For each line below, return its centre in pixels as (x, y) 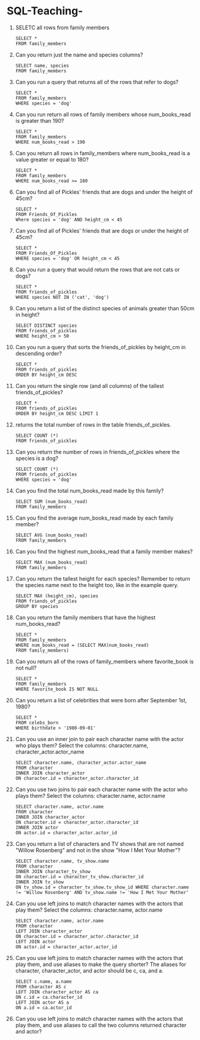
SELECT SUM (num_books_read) (51, 502)
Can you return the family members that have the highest (85, 617)
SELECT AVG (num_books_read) (51, 535)
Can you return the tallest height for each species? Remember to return (103, 578)
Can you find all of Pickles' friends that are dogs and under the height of (104, 192)
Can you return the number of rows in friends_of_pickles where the (98, 452)
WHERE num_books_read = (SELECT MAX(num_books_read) (82, 645)
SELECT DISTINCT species (46, 325)
